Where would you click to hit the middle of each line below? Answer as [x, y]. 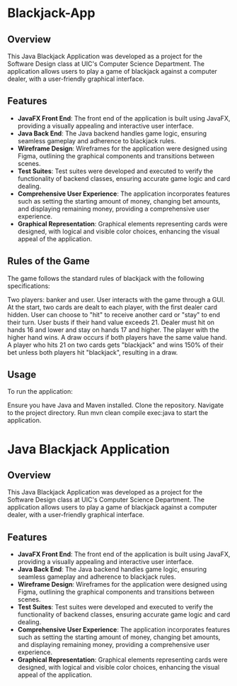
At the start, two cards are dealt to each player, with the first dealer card [112, 307]
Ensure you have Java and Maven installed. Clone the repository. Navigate [116, 405]
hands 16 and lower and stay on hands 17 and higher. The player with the [113, 330]
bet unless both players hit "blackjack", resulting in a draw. [93, 352]
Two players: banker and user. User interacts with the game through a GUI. [116, 299]
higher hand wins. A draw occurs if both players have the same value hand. [117, 337]
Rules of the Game [48, 261]
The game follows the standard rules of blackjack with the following [106, 278]
